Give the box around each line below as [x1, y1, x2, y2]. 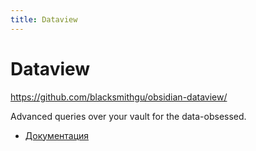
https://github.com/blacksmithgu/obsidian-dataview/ [10, 91, 228, 103]
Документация [24, 129, 90, 141]
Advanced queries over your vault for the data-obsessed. [10, 110, 247, 122]
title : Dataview [10, 14, 78, 25]
